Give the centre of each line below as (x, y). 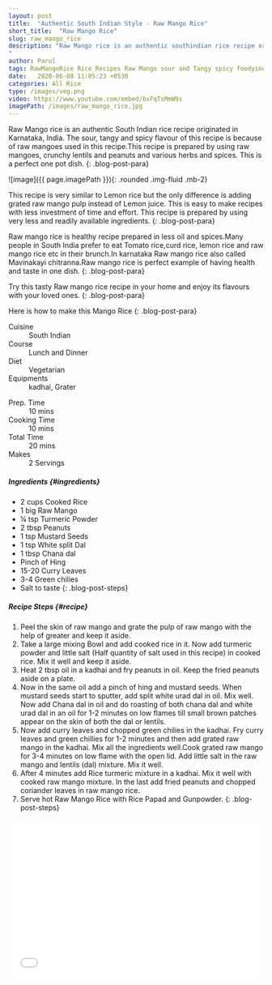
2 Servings (47, 463)
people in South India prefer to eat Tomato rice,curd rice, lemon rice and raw (136, 245)
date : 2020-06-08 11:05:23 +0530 (68, 76)
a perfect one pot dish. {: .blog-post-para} (79, 164)
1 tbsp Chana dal (48, 554)
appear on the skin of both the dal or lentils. (93, 722)
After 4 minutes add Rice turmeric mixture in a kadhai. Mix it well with (136, 774)
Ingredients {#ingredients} (54, 481)
